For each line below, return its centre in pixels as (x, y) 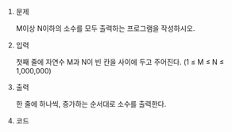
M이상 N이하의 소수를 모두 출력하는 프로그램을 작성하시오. (105, 28)
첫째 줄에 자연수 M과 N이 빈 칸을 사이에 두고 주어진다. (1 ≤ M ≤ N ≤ (120, 62)
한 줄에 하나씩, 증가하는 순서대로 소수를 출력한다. (91, 104)
